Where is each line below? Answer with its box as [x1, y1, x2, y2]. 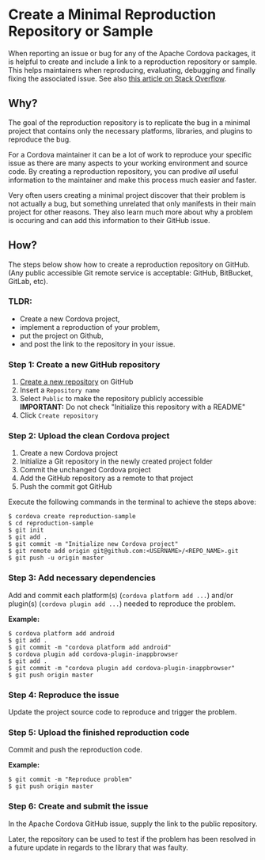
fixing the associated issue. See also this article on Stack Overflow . [8, 74, 227, 83]
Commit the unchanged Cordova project [19, 465, 152, 475]
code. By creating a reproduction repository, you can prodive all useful [8, 166, 239, 176]
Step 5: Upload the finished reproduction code [8, 726, 190, 737]
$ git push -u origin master [8, 554, 104, 563]
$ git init [8, 526, 44, 535]
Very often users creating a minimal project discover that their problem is [8, 190, 246, 199]
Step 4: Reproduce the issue [8, 689, 120, 700]
